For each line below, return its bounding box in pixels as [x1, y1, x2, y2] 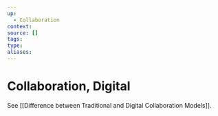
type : [7, 42, 23, 49]
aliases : [7, 49, 32, 56]
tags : [7, 36, 23, 43]
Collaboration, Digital [7, 79, 131, 94]
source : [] [7, 29, 39, 37]
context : [7, 23, 32, 30]
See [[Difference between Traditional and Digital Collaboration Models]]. [7, 101, 212, 109]
